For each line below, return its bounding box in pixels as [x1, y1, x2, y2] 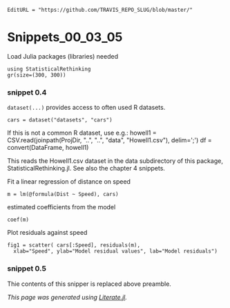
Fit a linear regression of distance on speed [7, 177, 131, 186]
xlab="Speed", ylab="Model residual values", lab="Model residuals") [13, 248, 218, 255]
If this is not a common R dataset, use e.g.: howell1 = [7, 128, 157, 137]
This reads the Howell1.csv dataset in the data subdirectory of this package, [7, 157, 223, 165]
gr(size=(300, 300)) [7, 71, 67, 79]
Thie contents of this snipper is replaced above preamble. [7, 280, 171, 288]
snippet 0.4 [7, 87, 47, 97]
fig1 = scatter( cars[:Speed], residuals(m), [7, 242, 140, 249]
